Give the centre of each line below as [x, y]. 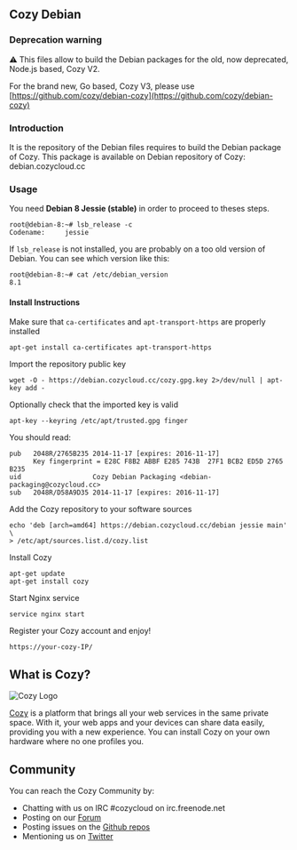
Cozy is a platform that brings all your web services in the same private [139, 713]
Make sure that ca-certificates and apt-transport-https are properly [137, 322]
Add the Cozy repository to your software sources [101, 509]
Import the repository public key [68, 365]
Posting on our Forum [62, 818]
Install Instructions [45, 302]
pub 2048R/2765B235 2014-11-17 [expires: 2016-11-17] [114, 454]
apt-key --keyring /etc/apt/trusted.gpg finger [99, 421]
